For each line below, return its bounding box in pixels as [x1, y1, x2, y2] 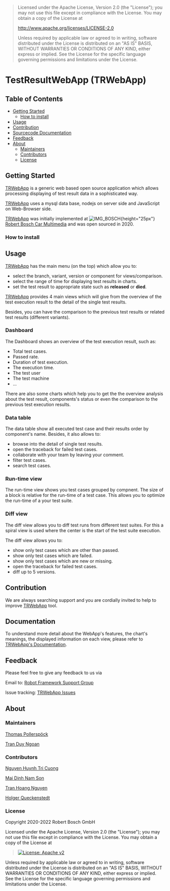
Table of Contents [5, 94, 63, 103]
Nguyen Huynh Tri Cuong [5, 765, 59, 771]
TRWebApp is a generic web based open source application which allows [5, 185, 159, 191]
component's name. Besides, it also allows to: [5, 431, 101, 437]
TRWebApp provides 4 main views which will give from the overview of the [5, 293, 162, 299]
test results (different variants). [5, 314, 70, 320]
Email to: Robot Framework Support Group [5, 680, 94, 686]
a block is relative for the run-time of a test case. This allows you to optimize [5, 492, 165, 498]
